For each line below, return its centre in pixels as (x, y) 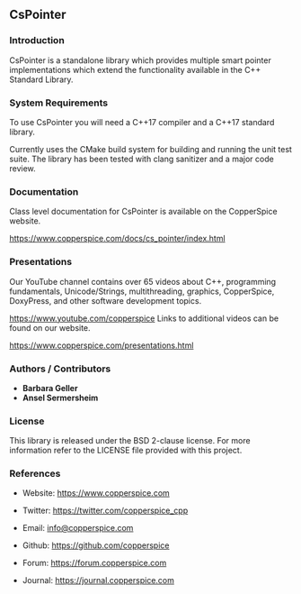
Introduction (37, 41)
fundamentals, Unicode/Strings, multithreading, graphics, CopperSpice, (142, 291)
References (35, 474)
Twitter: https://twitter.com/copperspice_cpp (105, 511)
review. (22, 168)
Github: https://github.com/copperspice (96, 545)
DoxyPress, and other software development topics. (106, 300)
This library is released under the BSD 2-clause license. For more (130, 441)
